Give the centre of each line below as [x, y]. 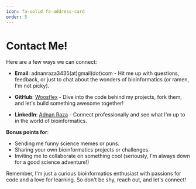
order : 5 [17, 17]
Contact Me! [37, 46]
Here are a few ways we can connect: [52, 62]
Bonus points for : [27, 132]
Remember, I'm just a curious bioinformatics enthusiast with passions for [94, 174]
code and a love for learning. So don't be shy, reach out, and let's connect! [96, 180]
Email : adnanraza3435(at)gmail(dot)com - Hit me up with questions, [97, 73]
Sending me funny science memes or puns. [67, 143]
